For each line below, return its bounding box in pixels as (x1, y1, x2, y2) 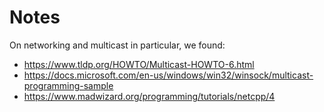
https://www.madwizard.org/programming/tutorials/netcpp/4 (23, 90, 276, 102)
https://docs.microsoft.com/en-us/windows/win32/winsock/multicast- (23, 69, 314, 81)
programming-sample (23, 79, 114, 91)
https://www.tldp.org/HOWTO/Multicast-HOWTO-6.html (23, 58, 255, 70)
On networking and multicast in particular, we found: (9, 39, 226, 51)
